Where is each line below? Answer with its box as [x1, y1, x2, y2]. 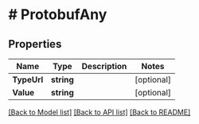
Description [81, 61, 127, 72]
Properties [8, 37, 62, 51]
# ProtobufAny [8, 6, 107, 24]
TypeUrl [12, 74, 44, 85]
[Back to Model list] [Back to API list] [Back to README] [8, 107, 191, 117]
